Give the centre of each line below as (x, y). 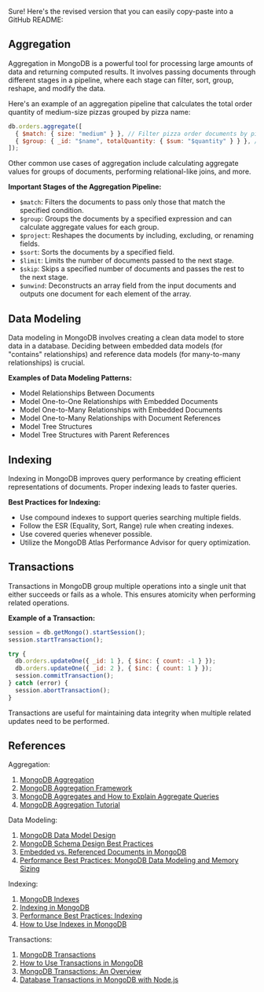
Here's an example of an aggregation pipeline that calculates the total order (130, 103)
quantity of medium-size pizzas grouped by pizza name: (99, 112)
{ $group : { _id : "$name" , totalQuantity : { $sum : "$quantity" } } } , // (138, 141)
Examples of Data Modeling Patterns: (70, 378)
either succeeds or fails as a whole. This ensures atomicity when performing (132, 594)
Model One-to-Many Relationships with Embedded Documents (121, 410)
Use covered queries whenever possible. (86, 534)
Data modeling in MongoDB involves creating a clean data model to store (126, 338)
